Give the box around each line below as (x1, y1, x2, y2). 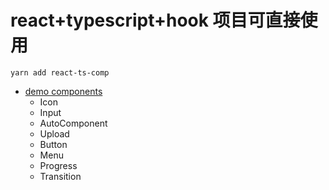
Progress (39, 159, 78, 171)
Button (39, 138, 68, 150)
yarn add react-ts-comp (10, 67, 110, 78)
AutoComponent (39, 117, 108, 129)
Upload (39, 127, 70, 140)
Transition (39, 170, 82, 182)
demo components (24, 85, 103, 97)
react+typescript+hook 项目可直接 (10, 9, 301, 32)
